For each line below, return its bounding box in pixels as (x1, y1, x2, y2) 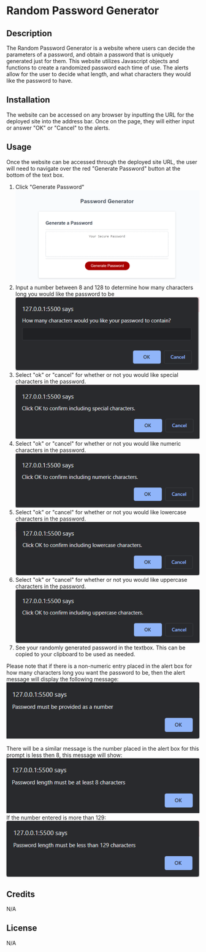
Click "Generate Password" (15, 183, 85, 190)
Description (6, 28, 52, 39)
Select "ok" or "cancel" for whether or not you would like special (15, 371, 179, 379)
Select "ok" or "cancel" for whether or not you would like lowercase (15, 508, 187, 516)
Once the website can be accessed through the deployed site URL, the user (6, 158, 197, 166)
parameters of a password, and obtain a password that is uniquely (6, 51, 174, 58)
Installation (6, 95, 50, 105)
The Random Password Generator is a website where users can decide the (6, 44, 195, 52)
